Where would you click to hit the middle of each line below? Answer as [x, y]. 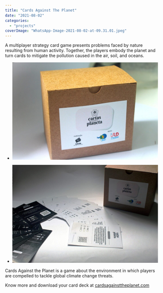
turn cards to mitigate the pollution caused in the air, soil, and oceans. [75, 55]
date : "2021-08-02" [25, 15]
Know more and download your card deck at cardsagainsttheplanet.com [77, 285]
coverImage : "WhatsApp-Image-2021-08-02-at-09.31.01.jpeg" [66, 31]
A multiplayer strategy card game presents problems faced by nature [74, 45]
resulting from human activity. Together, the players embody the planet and [80, 51]
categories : [17, 20]
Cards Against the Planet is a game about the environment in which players [80, 271]
